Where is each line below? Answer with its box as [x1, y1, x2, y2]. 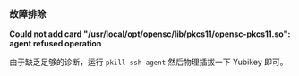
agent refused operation [9, 38, 102, 49]
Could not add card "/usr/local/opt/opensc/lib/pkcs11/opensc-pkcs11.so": [9, 29, 291, 39]
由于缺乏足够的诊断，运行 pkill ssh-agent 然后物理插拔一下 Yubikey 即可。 [9, 56, 288, 68]
